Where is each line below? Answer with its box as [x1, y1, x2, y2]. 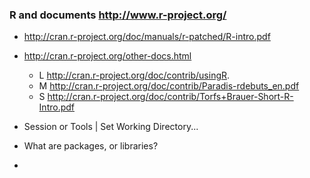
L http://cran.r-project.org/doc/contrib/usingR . [38, 69, 231, 82]
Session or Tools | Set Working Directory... [23, 121, 199, 133]
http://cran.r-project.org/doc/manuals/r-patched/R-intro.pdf [23, 31, 271, 43]
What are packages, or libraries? [23, 140, 159, 152]
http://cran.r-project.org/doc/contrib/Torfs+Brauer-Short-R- [47, 91, 294, 103]
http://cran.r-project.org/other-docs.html [23, 50, 192, 62]
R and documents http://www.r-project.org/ [9, 8, 227, 22]
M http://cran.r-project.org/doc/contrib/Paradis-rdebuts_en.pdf [38, 80, 300, 92]
